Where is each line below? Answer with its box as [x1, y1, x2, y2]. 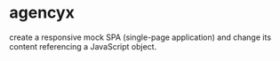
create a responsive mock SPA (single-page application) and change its [9, 32, 272, 42]
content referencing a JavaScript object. [9, 41, 157, 51]
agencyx [9, 3, 76, 23]
